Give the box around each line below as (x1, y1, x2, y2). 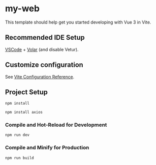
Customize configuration (5, 61, 84, 69)
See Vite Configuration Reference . (5, 74, 75, 80)
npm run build (5, 155, 34, 160)
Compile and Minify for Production (5, 144, 90, 151)
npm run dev (5, 133, 30, 137)
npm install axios (5, 110, 43, 115)
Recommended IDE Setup (5, 33, 85, 42)
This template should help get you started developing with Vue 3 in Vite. (5, 19, 152, 25)
